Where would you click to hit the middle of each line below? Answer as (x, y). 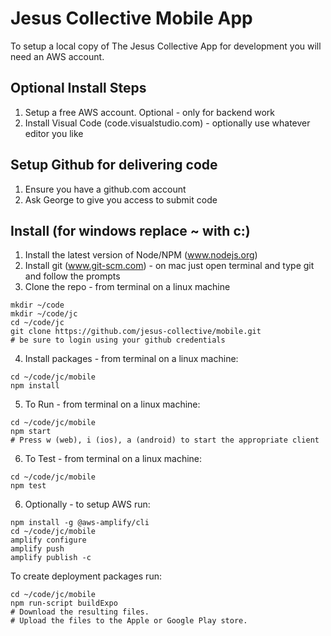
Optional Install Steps (78, 88)
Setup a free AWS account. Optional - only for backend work (149, 112)
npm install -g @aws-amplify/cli (80, 523)
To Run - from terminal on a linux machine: (112, 404)
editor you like (54, 133)
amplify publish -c (51, 558)
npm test (28, 486)
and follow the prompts (72, 276)
